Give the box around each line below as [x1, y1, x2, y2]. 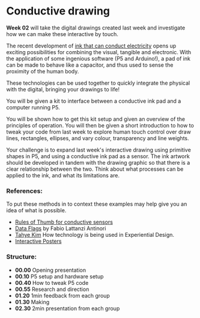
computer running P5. [6, 103, 60, 111]
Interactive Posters [14, 237, 62, 245]
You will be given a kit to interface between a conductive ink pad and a [6, 97, 181, 105]
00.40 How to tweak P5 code [14, 279, 89, 286]
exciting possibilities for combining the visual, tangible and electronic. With [6, 48, 192, 55]
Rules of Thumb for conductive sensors [14, 218, 113, 226]
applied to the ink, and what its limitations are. [6, 171, 120, 179]
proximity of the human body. [6, 67, 79, 75]
